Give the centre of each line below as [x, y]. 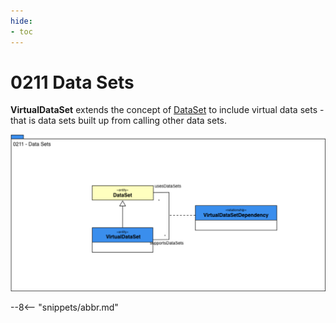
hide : [21, 21]
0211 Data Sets [72, 82]
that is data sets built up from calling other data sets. [119, 121]
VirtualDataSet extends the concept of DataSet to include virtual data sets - [167, 110]
